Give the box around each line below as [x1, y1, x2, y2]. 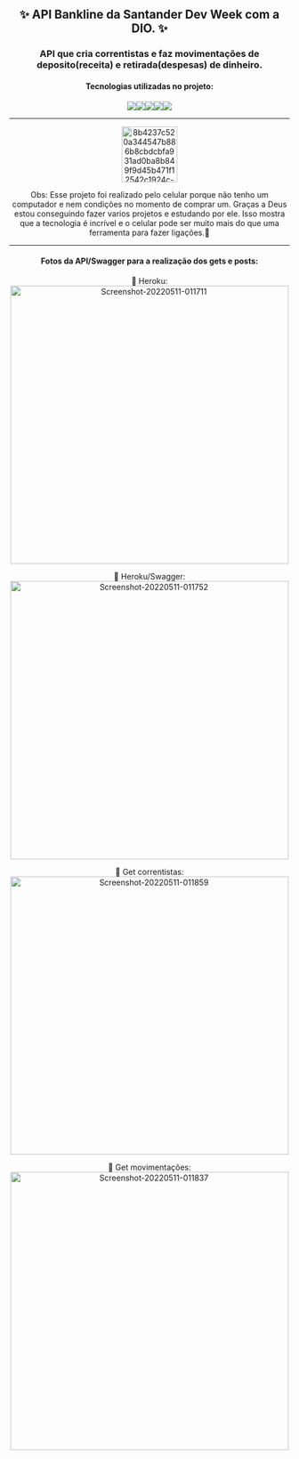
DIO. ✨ [131, 21, 168, 36]
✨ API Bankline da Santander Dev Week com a [19, 7, 280, 22]
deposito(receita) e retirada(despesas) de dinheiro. [36, 59, 263, 71]
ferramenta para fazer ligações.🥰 [88, 227, 211, 238]
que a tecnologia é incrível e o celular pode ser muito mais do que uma [19, 217, 280, 228]
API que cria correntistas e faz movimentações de [39, 48, 260, 61]
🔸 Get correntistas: [115, 866, 184, 877]
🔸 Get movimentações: [108, 1162, 191, 1172]
